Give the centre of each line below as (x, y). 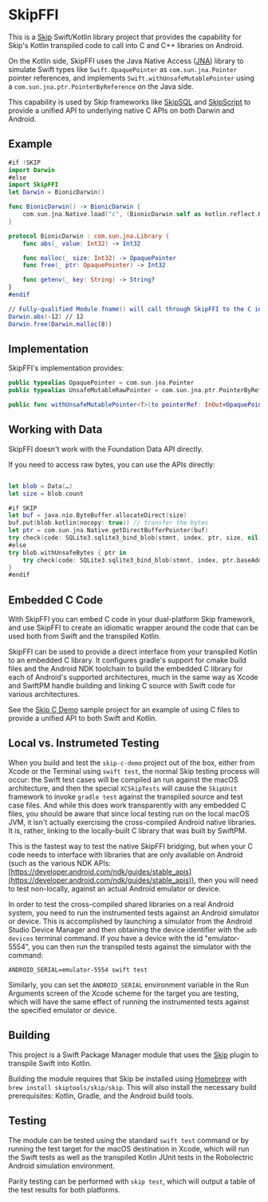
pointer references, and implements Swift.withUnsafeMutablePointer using (132, 78)
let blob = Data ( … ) (41, 486)
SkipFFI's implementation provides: (66, 368)
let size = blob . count (46, 494)
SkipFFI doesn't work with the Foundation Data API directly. (106, 449)
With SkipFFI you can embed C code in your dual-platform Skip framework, (132, 619)
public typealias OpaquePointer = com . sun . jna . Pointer (101, 383)
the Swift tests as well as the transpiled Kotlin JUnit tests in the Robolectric (131, 1157)
